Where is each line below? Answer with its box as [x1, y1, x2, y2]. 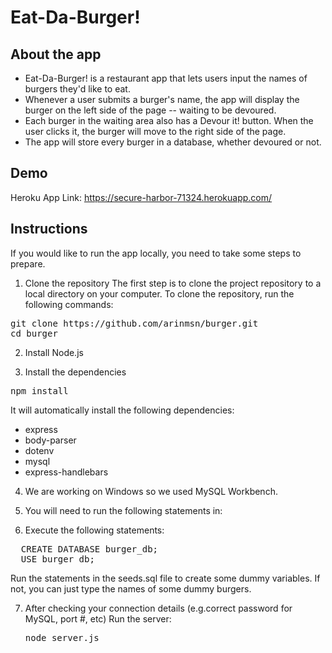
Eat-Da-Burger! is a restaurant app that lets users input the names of [24, 72, 308, 84]
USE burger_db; [20, 553, 95, 565]
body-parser [24, 434, 77, 446]
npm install [10, 385, 69, 396]
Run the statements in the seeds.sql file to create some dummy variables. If [10, 572, 321, 584]
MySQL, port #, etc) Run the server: [24, 612, 172, 625]
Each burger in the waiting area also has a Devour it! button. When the [24, 115, 314, 126]
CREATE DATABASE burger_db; [20, 543, 159, 555]
